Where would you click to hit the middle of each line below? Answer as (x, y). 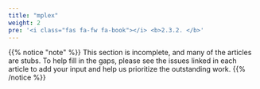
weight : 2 (25, 23)
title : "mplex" (33, 15)
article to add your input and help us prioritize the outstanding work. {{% (127, 69)
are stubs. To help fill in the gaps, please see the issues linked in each (122, 61)
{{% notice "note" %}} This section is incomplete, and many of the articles (130, 53)
